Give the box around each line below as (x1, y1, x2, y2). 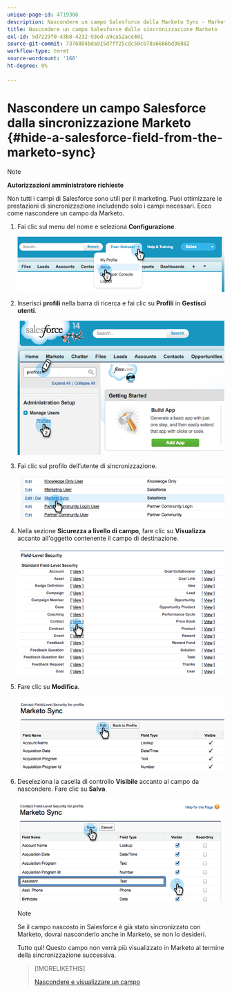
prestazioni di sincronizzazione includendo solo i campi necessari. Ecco (7, 202, 212, 210)
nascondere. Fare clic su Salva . (17, 785, 107, 793)
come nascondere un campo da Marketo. (7, 208, 125, 217)
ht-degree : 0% (7, 62, 48, 69)
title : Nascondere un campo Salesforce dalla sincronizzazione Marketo (7, 26, 217, 33)
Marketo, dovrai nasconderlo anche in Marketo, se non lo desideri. (17, 930, 206, 938)
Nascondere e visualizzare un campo (34, 978, 140, 986)
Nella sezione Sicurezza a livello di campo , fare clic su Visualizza (17, 526, 206, 535)
